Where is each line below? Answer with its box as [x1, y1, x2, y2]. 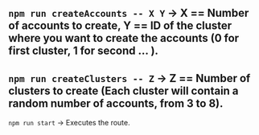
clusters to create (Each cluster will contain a [8, 84, 239, 97]
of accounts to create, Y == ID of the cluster [8, 19, 232, 33]
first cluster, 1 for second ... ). [8, 44, 159, 58]
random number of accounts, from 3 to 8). [8, 96, 224, 110]
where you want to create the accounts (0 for [8, 31, 240, 45]
